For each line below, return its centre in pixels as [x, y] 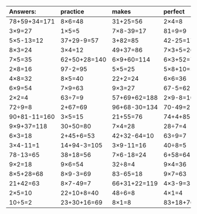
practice [72, 11]
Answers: [23, 11]
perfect [174, 11]
